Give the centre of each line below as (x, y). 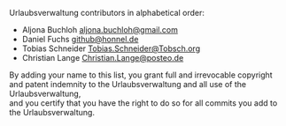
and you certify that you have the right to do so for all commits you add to (143, 103)
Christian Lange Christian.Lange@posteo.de (103, 58)
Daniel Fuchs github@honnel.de (80, 39)
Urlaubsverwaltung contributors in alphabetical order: (107, 13)
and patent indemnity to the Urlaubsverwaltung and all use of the (128, 84)
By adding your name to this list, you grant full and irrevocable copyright (141, 75)
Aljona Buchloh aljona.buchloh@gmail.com (100, 30)
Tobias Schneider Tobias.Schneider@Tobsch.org (111, 48)
